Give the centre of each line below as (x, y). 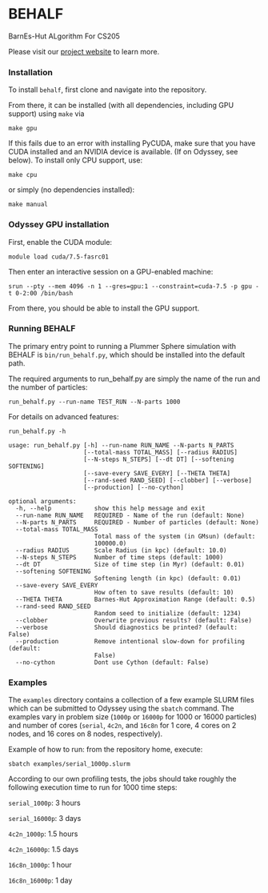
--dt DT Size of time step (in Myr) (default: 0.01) (130, 564)
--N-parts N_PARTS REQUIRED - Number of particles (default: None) (138, 522)
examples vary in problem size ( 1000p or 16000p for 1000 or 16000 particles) (133, 717)
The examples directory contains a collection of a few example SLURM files (131, 700)
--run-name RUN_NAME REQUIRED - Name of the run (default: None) (130, 515)
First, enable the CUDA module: (60, 242)
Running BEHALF (42, 329)
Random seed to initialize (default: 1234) (168, 613)
